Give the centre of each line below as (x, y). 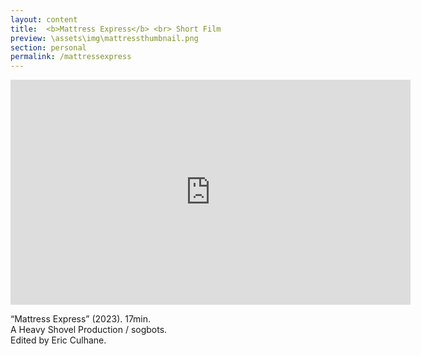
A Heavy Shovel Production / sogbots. (89, 330)
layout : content (44, 19)
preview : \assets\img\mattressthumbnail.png (104, 38)
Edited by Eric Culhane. (58, 340)
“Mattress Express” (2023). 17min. (81, 319)
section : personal (48, 47)
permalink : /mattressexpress (71, 57)
